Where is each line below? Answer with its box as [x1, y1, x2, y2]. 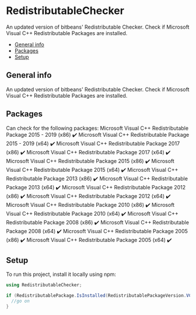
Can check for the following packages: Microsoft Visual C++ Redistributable [6, 124, 188, 131]
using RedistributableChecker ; [6, 282, 82, 288]
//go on [11, 298, 30, 304]
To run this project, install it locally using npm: [6, 271, 117, 278]
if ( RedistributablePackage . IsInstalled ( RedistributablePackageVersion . [6, 293, 187, 299]
